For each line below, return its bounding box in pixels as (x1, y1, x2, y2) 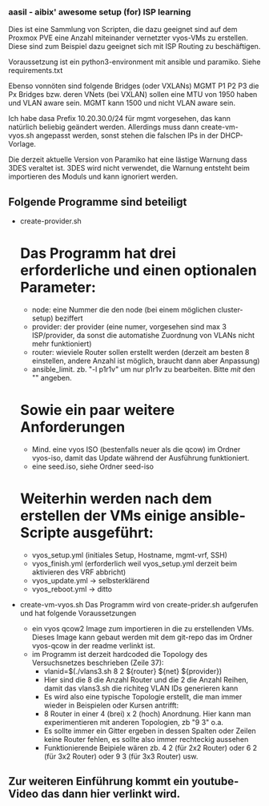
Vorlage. (8, 139, 36, 149)
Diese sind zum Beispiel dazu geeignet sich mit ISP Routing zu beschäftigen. (8, 42, 261, 51)
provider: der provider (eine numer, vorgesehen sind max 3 (31, 322, 227, 332)
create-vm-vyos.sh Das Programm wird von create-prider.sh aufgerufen (19, 599, 259, 609)
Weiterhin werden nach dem (19, 490, 212, 508)
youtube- (191, 775, 239, 788)
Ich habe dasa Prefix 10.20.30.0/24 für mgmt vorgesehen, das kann (8, 114, 231, 123)
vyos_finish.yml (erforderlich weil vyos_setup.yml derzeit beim (31, 558, 238, 568)
